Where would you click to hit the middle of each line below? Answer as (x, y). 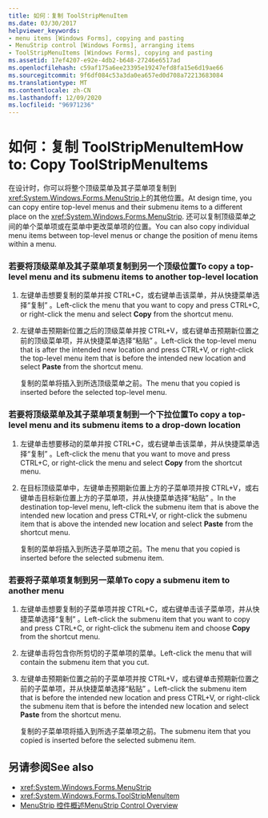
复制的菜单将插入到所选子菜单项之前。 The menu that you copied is (130, 549)
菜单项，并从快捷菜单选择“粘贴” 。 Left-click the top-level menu (152, 340)
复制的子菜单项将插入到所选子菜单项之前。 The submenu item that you (135, 731)
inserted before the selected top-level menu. (94, 393)
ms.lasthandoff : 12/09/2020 (55, 98)
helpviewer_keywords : (44, 30)
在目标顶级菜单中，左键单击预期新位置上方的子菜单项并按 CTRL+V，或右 (139, 488)
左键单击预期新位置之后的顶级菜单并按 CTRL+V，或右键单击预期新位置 (136, 331)
